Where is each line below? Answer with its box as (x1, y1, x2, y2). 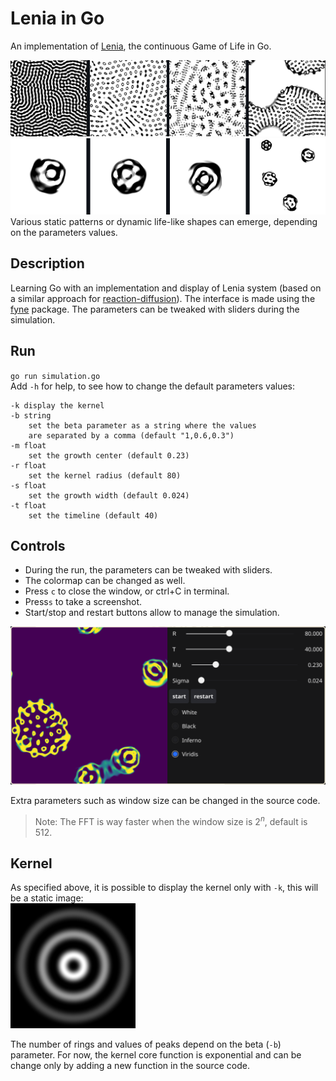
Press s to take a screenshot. (24, 596, 143, 608)
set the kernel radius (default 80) (28, 470, 182, 481)
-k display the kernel (10, 400, 105, 411)
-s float (10, 480, 47, 491)
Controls (10, 537, 66, 554)
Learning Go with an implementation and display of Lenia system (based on (10, 282, 322, 294)
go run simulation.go (10, 371, 101, 381)
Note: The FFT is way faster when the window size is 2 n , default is (34, 813, 308, 827)
